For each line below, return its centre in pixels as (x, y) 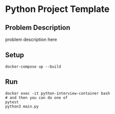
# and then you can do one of (37, 98)
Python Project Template (57, 9)
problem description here (31, 39)
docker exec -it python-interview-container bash (58, 93)
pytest (12, 102)
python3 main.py (22, 106)
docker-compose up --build (33, 66)
